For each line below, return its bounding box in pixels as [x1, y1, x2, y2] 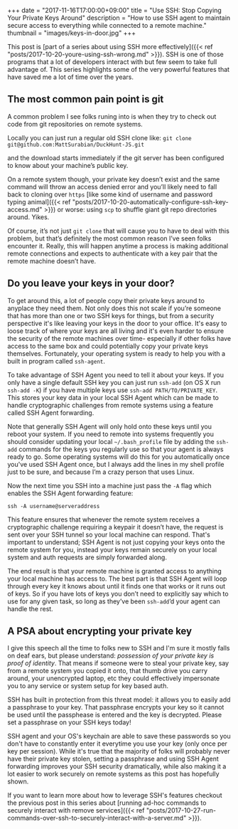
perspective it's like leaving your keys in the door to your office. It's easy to [7, 319, 227, 327]
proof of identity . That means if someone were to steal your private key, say [7, 659, 229, 667]
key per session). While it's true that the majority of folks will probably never [7, 747, 230, 756]
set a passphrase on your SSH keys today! [7, 718, 131, 727]
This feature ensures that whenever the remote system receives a [7, 515, 200, 524]
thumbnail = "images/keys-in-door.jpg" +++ [7, 28, 136, 37]
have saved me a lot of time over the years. [7, 73, 134, 81]
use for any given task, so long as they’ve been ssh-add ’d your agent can [7, 597, 220, 606]
